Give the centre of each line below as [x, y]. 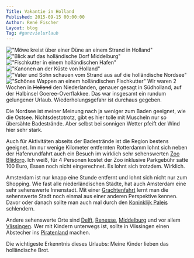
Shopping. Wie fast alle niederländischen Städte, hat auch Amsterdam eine [96, 184]
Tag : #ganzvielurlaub [32, 33]
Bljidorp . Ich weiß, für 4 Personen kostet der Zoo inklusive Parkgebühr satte [97, 160]
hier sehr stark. [24, 130]
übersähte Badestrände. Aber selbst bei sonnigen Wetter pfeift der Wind [93, 124]
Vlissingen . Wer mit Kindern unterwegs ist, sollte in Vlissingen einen [88, 226]
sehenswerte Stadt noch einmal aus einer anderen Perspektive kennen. [92, 196]
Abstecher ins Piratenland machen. [48, 233]
